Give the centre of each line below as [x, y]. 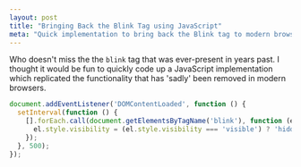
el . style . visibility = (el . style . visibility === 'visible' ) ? [151, 129]
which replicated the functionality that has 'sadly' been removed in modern [148, 79]
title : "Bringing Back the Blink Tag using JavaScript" [116, 26]
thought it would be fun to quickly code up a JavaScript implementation [141, 69]
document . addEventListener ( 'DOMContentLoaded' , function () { [128, 104]
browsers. [28, 88]
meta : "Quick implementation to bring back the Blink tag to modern [140, 34]
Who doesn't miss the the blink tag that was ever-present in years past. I [144, 60]
